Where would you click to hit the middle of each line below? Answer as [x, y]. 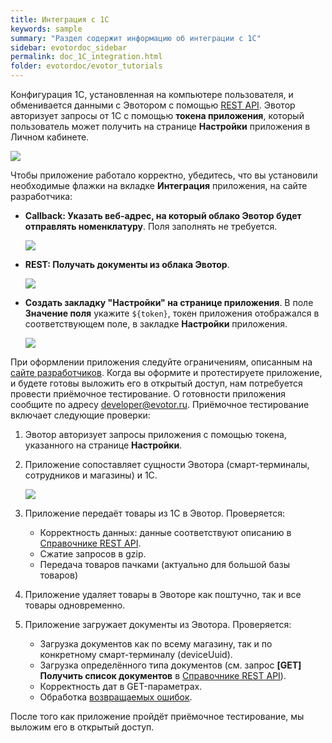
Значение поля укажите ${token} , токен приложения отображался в [172, 313]
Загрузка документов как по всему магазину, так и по [156, 644]
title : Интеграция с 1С [60, 19]
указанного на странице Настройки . [103, 445]
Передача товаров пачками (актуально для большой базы [164, 564]
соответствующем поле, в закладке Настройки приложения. [156, 324]
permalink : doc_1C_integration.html [86, 57]
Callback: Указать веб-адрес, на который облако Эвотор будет [163, 215]
